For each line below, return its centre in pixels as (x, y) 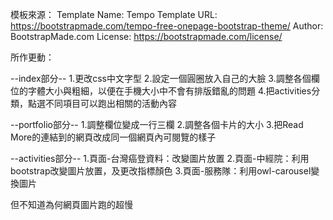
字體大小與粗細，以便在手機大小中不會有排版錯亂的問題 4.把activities (169, 91)
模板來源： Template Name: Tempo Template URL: (114, 14)
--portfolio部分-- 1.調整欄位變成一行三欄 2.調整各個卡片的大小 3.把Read (157, 124)
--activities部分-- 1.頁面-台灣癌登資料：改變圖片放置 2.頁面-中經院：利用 (160, 158)
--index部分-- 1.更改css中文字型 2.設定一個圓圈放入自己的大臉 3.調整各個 (161, 78)
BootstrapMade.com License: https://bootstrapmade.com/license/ (146, 36)
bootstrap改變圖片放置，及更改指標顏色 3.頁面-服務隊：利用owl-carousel (161, 171)
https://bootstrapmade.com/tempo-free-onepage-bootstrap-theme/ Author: (167, 26)
